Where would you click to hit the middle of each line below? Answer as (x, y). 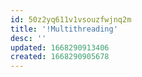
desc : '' (28, 38)
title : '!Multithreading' (64, 29)
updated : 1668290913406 (60, 47)
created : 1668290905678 (60, 57)
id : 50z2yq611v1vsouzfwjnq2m (71, 19)
